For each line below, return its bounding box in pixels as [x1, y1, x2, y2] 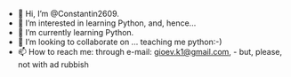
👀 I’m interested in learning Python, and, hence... [17, 18, 197, 28]
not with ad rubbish [17, 59, 89, 70]
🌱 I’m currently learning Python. [17, 27, 134, 37]
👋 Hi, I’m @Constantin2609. [17, 9, 120, 19]
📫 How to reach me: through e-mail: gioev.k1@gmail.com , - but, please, [17, 47, 283, 57]
